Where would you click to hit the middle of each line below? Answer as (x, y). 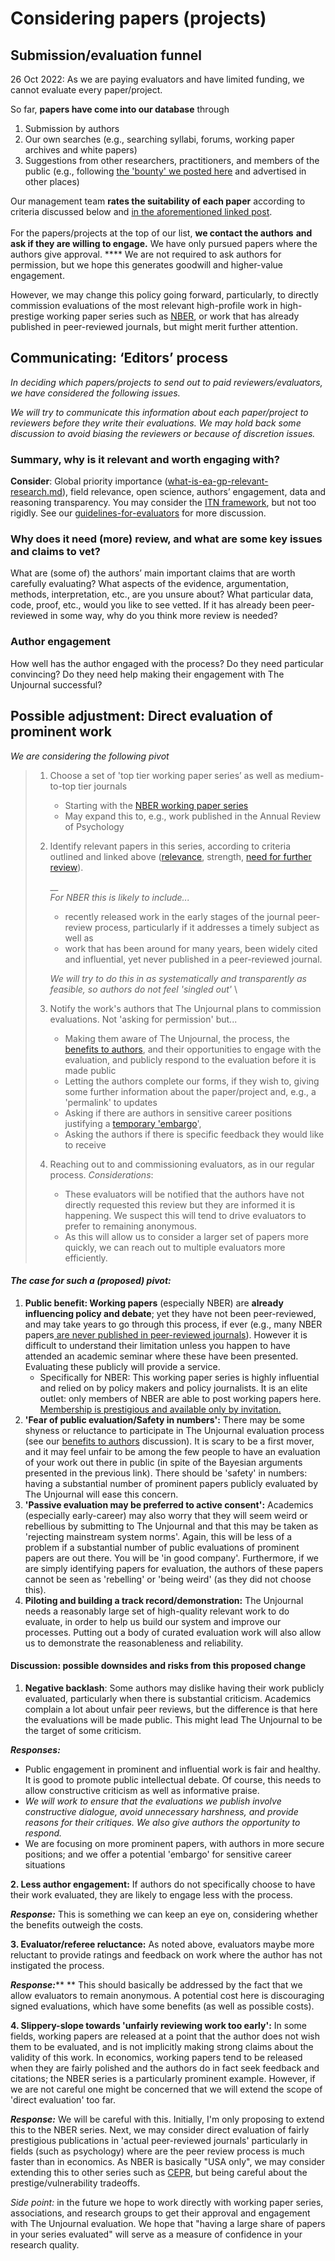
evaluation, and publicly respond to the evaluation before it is (190, 1059)
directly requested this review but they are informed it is (180, 1204)
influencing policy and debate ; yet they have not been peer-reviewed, (170, 1313)
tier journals (103, 786)
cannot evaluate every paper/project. (86, 90)
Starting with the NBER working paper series (156, 805)
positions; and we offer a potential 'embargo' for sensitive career (158, 1854)
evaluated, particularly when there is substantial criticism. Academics (168, 1698)
